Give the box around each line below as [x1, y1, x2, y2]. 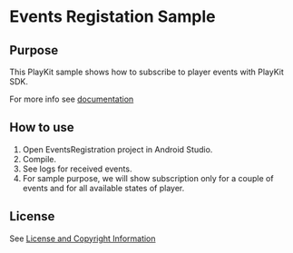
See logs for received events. [22, 163, 132, 174]
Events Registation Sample [9, 6, 216, 27]
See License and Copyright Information [9, 233, 156, 244]
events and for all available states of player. [22, 182, 185, 193]
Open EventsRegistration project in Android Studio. [22, 143, 213, 155]
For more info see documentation [9, 93, 134, 104]
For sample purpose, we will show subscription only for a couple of [22, 172, 274, 183]
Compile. [22, 153, 57, 164]
